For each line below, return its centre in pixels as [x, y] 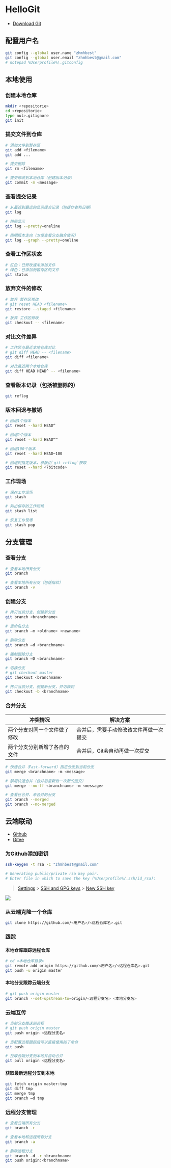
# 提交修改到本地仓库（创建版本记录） [40, 178]
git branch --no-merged [31, 804]
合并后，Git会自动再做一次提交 [113, 751]
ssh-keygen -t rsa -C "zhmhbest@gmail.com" [52, 865]
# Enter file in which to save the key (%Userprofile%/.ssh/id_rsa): [81, 878]
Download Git [27, 23]
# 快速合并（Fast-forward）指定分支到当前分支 [50, 767]
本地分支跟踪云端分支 [27, 983]
